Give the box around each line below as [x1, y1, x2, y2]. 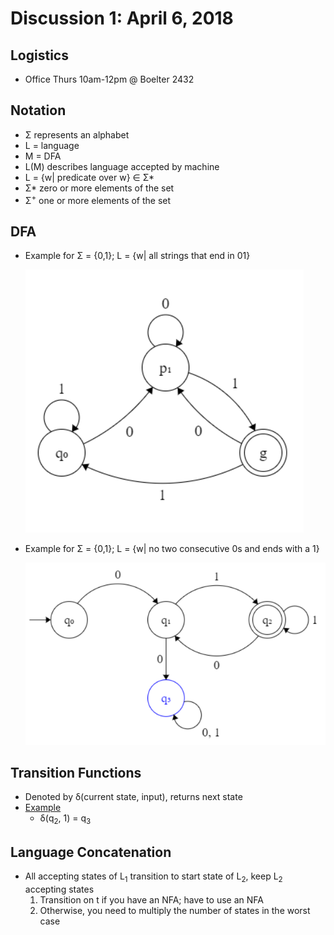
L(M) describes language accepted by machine [24, 160, 220, 172]
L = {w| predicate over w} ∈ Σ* [24, 171, 155, 183]
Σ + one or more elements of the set [24, 192, 172, 206]
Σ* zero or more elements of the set [24, 182, 175, 194]
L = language [24, 139, 80, 151]
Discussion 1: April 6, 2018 [10, 7, 234, 30]
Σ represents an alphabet [24, 128, 130, 141]
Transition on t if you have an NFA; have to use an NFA [39, 893, 264, 906]
